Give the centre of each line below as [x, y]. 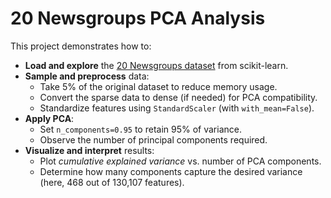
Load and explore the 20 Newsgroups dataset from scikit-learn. [156, 65]
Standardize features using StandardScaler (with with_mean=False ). [177, 108]
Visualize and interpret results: [89, 150]
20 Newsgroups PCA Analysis [138, 18]
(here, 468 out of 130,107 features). [112, 182]
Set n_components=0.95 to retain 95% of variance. [140, 129]
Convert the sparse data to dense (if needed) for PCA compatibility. [178, 97]
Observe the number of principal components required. [153, 139]
